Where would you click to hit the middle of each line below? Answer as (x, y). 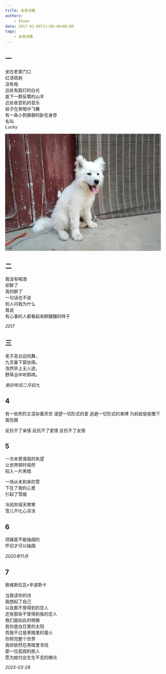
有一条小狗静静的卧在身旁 (31, 115)
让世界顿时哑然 (20, 465)
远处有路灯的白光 (22, 90)
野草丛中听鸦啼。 (22, 374)
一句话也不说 (18, 298)
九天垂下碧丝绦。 (22, 362)
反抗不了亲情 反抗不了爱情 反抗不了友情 (45, 430)
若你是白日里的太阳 (25, 626)
